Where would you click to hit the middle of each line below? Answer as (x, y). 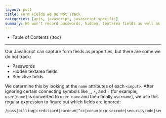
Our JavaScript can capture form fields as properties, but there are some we (83, 52)
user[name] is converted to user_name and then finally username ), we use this (82, 97)
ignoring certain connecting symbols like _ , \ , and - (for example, (71, 91)
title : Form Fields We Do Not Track (43, 14)
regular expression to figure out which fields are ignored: (63, 102)
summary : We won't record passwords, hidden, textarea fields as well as (83, 23)
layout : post (19, 10)
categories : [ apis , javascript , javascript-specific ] (62, 19)
